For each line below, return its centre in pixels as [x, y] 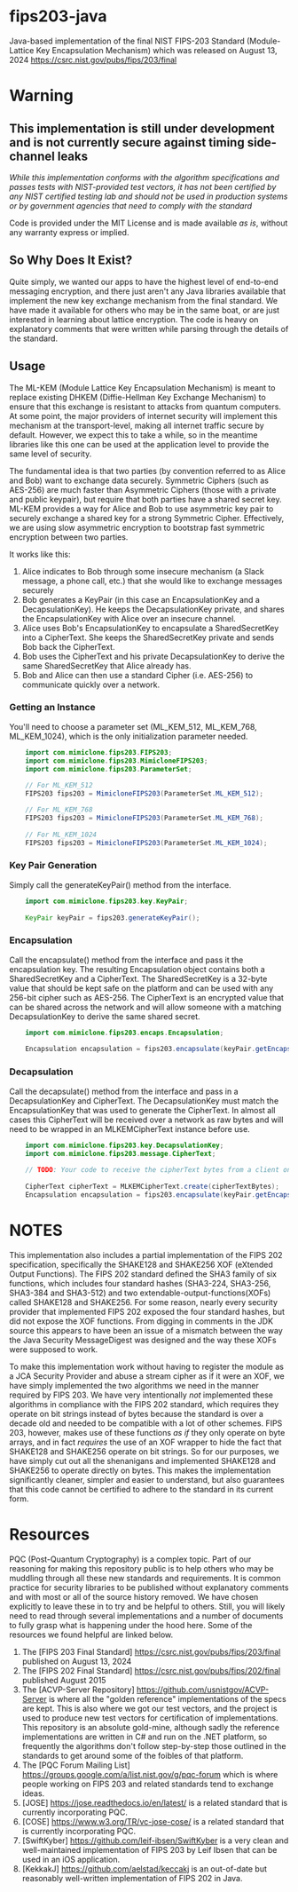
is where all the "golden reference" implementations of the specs [167, 1698]
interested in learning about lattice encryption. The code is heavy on [134, 319]
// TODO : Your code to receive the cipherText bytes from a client [152, 1170]
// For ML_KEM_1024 [61, 835]
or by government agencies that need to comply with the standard [131, 205]
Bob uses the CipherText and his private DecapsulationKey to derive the [153, 656]
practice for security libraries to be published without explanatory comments [149, 1587]
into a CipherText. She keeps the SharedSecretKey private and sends [148, 637]
